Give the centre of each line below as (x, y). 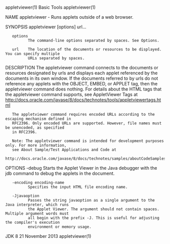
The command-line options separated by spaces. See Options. (93, 40)
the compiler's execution (32, 222)
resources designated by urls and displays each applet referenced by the (81, 73)
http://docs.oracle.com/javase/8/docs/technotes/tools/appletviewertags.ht (83, 100)
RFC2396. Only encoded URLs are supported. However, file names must (87, 123)
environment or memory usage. (60, 227)
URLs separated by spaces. (56, 58)
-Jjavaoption (26, 196)
